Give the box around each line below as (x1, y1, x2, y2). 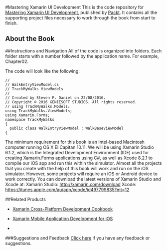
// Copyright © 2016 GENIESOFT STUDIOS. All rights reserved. (5, 99, 137, 104)
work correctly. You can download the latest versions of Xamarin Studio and (5, 176, 161, 182)
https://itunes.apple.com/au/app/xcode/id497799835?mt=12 (5, 187, 130, 193)
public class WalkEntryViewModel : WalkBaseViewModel (9, 126, 124, 131)
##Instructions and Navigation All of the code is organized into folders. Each (5, 47, 162, 54)
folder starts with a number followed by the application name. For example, (5, 53, 159, 59)
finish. (5, 20, 18, 26)
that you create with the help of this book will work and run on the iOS (5, 165, 149, 171)
